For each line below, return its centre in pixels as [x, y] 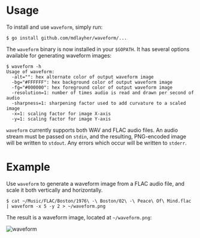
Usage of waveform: [31, 72]
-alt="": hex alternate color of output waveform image [83, 77]
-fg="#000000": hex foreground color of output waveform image [92, 88]
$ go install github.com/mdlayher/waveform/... [67, 38]
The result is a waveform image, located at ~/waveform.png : [79, 217]
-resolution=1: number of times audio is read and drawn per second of [103, 93]
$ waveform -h [24, 67]
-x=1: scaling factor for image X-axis [61, 114]
